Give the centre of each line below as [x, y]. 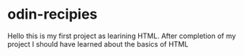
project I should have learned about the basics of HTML [98, 44]
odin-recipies [53, 14]
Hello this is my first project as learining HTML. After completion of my [122, 36]
